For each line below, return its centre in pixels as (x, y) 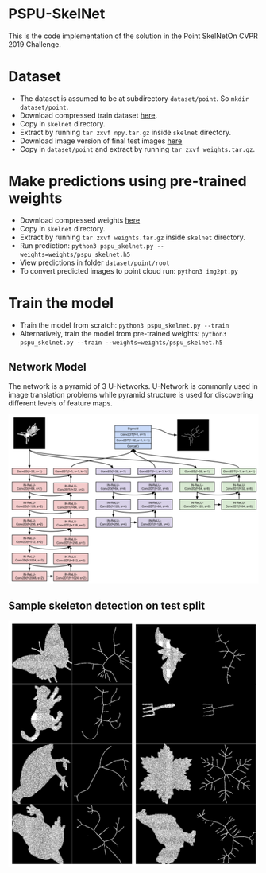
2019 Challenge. (35, 44)
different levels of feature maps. (60, 403)
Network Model (47, 367)
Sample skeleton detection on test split (106, 605)
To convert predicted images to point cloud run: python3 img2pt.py (129, 270)
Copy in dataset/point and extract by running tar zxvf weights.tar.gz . (137, 149)
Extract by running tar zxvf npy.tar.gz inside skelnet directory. (125, 132)
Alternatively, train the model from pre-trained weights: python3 (123, 333)
